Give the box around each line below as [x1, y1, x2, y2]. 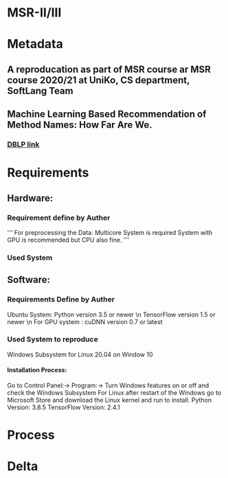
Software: [7, 274, 50, 286]
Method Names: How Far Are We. [7, 119, 152, 131]
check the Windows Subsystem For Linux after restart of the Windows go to [7, 389, 222, 397]
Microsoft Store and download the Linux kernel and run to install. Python [7, 396, 212, 405]
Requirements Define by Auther [7, 295, 115, 304]
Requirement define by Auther [7, 213, 111, 223]
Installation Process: [7, 366, 67, 374]
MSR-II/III [7, 5, 62, 21]
